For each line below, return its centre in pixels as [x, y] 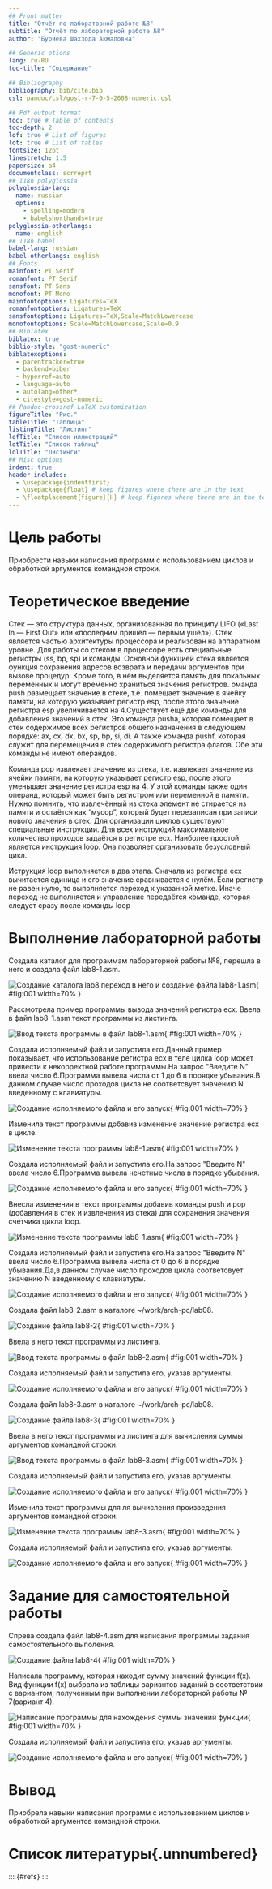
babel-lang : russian [43, 248]
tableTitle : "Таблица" [47, 422]
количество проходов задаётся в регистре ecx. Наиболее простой [124, 837]
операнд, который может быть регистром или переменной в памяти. [129, 794]
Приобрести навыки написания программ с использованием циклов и [131, 560]
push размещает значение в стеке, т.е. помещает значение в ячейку [127, 693]
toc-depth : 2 [30, 128]
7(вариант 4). [32, 1702]
